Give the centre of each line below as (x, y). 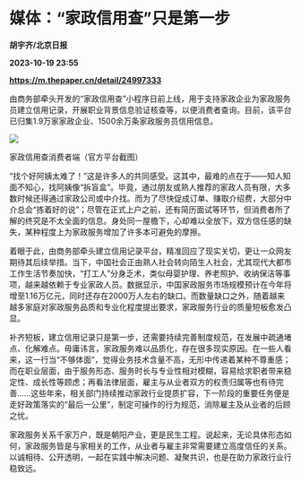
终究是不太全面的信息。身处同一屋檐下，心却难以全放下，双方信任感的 (154, 220)
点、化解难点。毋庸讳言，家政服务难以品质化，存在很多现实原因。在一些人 (146, 348)
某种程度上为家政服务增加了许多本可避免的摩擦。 (115, 232)
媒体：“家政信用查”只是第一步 (120, 18)
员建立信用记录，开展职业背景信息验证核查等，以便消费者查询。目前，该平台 (150, 109)
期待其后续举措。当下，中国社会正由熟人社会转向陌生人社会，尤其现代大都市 (150, 262)
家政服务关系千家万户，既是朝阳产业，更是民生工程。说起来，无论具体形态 (146, 435)
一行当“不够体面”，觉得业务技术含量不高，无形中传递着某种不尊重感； (162, 359)
